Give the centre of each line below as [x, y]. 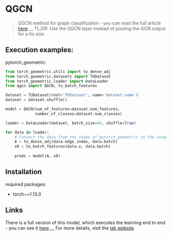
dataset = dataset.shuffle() [36, 100]
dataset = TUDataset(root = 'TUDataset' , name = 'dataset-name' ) [72, 95]
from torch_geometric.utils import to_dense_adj [58, 72]
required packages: [26, 184]
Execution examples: [39, 50]
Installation [24, 172]
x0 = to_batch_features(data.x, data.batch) [63, 147]
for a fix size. [31, 34]
